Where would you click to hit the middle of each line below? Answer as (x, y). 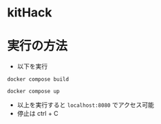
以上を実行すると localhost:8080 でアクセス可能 (86, 105)
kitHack (30, 13)
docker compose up (33, 91)
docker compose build (38, 79)
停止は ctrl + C (37, 114)
